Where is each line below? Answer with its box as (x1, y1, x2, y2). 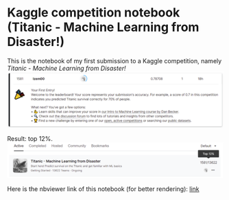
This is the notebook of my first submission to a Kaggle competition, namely (7, 56, 222, 65)
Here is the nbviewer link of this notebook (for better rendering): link (7, 185, 200, 193)
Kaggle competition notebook (7, 5, 180, 21)
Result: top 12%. (7, 134, 53, 142)
